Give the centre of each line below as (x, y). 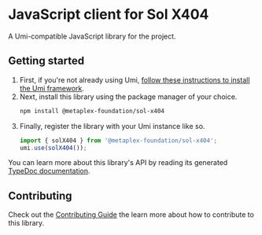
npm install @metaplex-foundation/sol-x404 (92, 111)
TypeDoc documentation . (49, 171)
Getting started (46, 61)
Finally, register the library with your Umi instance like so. (112, 126)
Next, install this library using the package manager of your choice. (128, 97)
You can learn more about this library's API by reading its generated (118, 163)
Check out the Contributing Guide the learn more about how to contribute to (131, 215)
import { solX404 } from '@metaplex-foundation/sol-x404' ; (118, 140)
